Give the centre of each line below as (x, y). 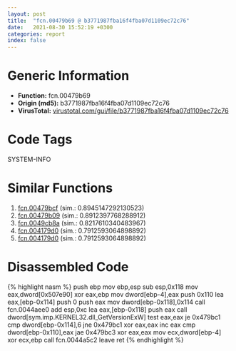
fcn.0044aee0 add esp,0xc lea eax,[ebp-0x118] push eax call (97, 309)
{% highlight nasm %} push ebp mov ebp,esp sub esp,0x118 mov (103, 287)
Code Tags (40, 139)
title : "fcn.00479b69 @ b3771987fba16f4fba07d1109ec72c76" (99, 21)
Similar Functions (60, 188)
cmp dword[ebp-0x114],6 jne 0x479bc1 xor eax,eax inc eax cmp (102, 325)
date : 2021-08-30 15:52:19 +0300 (60, 27)
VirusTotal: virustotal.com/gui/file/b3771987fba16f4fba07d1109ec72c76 (123, 111)
